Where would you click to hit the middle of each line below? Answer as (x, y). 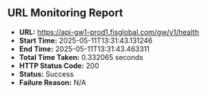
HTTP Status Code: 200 (59, 66)
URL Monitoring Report (66, 13)
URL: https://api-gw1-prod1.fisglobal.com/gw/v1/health (109, 32)
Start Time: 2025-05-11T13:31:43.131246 (86, 40)
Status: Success (46, 73)
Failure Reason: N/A (53, 82)
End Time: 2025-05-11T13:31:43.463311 (84, 49)
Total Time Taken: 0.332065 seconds (81, 57)
